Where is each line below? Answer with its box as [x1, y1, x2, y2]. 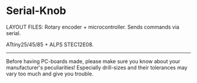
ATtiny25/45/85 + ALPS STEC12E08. [6, 41, 94, 48]
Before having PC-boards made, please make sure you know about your [6, 57, 181, 65]
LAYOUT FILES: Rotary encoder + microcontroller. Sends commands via [6, 23, 180, 30]
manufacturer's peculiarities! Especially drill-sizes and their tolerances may [6, 64, 188, 71]
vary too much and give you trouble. [6, 70, 94, 77]
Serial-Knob [6, 4, 66, 18]
